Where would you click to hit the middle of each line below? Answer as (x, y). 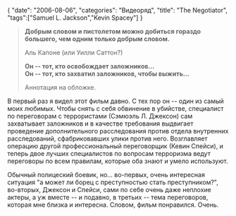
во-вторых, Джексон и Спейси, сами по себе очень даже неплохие (109, 190)
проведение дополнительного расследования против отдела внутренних (118, 131)
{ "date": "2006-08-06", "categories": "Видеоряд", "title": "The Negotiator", (117, 10)
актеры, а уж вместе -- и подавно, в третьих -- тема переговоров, (108, 197)
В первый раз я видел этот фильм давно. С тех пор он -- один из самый (116, 101)
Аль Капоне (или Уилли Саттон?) (74, 53)
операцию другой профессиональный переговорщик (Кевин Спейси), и (116, 146)
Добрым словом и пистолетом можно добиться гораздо (113, 31)
